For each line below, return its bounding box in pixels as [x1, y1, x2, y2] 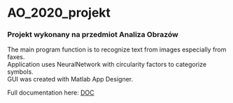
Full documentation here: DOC [7, 88, 94, 97]
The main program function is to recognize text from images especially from [7, 45, 227, 54]
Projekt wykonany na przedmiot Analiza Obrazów [7, 30, 178, 40]
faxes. [7, 53, 25, 61]
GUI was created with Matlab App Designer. [7, 75, 134, 84]
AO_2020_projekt [7, 5, 111, 21]
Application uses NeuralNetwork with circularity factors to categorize [7, 61, 207, 69]
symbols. [7, 68, 34, 76]
